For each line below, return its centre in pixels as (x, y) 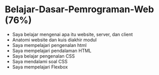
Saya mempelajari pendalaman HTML (52, 51)
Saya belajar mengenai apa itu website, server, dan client (72, 34)
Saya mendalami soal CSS (40, 61)
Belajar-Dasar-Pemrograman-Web (79, 9)
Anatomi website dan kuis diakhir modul (54, 40)
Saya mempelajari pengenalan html (49, 45)
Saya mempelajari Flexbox (40, 67)
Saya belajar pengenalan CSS (44, 56)
